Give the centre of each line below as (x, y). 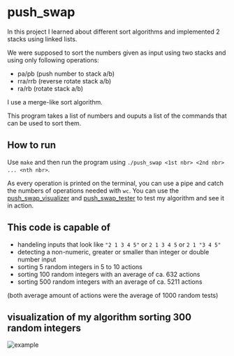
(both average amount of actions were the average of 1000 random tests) (113, 295)
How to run (32, 145)
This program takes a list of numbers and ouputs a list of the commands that (117, 116)
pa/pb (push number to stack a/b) (66, 74)
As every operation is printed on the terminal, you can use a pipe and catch (116, 183)
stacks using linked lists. (42, 39)
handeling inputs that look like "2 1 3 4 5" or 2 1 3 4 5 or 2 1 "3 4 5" (119, 244)
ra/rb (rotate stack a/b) (50, 88)
